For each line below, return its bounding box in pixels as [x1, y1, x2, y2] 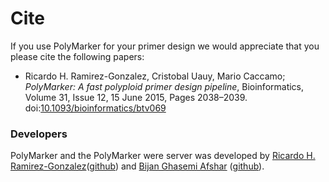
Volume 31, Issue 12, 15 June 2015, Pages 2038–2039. [24, 91, 248, 103]
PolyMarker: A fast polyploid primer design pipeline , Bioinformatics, [24, 80, 305, 92]
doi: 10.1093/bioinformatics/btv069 [24, 102, 167, 114]
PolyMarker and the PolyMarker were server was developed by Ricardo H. [10, 150, 316, 162]
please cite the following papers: [10, 50, 145, 62]
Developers [10, 127, 68, 141]
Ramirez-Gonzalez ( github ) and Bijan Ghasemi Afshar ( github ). [10, 160, 265, 172]
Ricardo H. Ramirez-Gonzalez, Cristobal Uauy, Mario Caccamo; [24, 70, 286, 82]
